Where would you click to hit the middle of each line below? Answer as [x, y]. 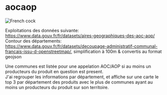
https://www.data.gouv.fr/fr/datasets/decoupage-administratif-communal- [82, 46]
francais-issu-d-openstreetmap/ [38, 51]
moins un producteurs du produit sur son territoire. [57, 87]
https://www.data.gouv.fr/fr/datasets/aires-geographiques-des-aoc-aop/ [80, 36]
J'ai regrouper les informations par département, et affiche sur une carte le [82, 77]
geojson [13, 56]
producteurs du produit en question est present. [54, 71]
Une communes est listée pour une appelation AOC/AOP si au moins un [78, 66]
